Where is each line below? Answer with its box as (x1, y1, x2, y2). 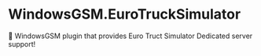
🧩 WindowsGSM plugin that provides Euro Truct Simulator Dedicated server (8, 31, 253, 40)
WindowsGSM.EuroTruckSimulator (8, 5, 241, 23)
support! (8, 39, 36, 48)
